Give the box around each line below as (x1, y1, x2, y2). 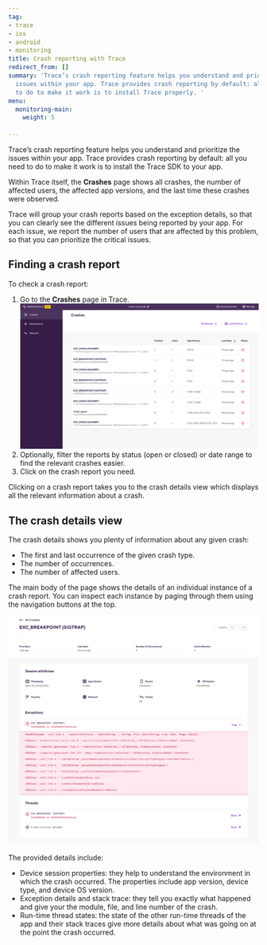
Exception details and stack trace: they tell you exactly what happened (19, 894, 252, 904)
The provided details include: (8, 853, 104, 863)
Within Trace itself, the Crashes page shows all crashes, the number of (8, 178, 241, 186)
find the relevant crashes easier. (19, 459, 126, 468)
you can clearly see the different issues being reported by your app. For (8, 218, 244, 227)
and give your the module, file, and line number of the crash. (19, 902, 219, 912)
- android (8, 38, 41, 46)
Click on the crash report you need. (19, 467, 137, 477)
